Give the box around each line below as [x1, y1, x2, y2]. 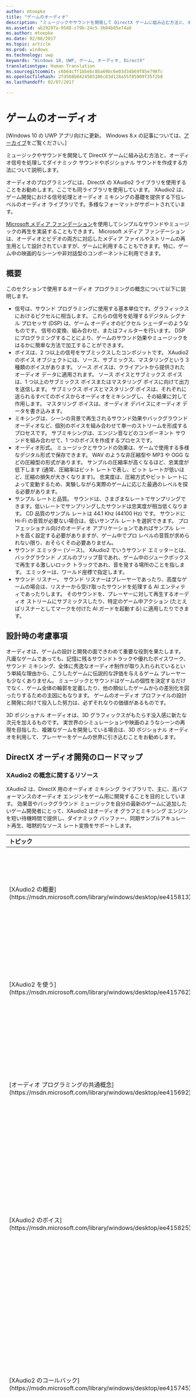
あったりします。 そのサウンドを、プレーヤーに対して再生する [24, 590, 174, 597]
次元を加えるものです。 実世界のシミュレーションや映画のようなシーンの [6, 718, 180, 726]
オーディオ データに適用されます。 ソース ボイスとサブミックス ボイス [14, 371, 183, 378]
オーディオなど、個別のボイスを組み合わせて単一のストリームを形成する [14, 422, 188, 429]
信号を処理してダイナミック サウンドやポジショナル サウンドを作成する [10, 159, 183, 166]
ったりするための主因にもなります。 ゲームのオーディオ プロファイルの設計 [6, 691, 187, 698]
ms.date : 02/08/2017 [6, 36, 57, 42]
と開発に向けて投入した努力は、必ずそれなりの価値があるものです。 [6, 699, 169, 706]
